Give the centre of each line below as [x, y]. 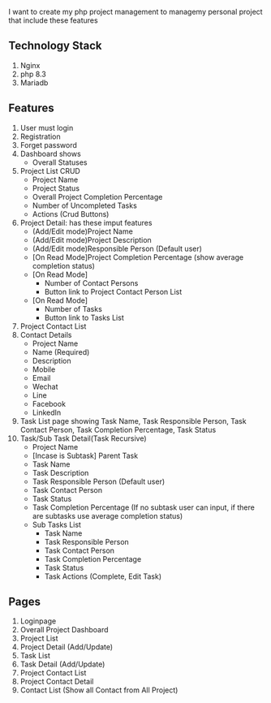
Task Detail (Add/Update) [62, 664]
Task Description [60, 472]
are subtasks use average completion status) [108, 515]
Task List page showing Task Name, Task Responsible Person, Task [133, 421]
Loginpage [38, 621]
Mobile [44, 369]
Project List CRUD [50, 170]
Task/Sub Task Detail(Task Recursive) [83, 438]
